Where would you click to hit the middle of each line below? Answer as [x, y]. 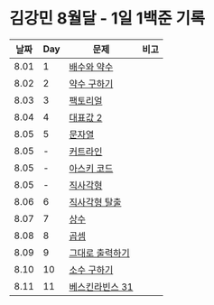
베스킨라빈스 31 [101, 287]
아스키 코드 [91, 168]
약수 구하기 [91, 84]
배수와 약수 [91, 67]
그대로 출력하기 [99, 253]
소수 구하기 [91, 270]
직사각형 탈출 [95, 202]
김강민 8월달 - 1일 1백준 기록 [107, 18]
